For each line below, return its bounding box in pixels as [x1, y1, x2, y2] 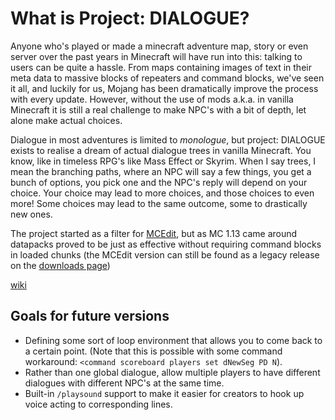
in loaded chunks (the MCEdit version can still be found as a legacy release [10, 248, 320, 261]
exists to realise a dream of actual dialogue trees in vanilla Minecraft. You [10, 144, 312, 156]
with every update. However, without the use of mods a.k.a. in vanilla [10, 93, 294, 105]
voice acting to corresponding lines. [24, 398, 173, 410]
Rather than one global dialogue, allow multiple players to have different [24, 366, 321, 378]
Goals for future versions [10, 308, 170, 325]
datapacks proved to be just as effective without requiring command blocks [10, 238, 322, 250]
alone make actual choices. [10, 114, 123, 126]
